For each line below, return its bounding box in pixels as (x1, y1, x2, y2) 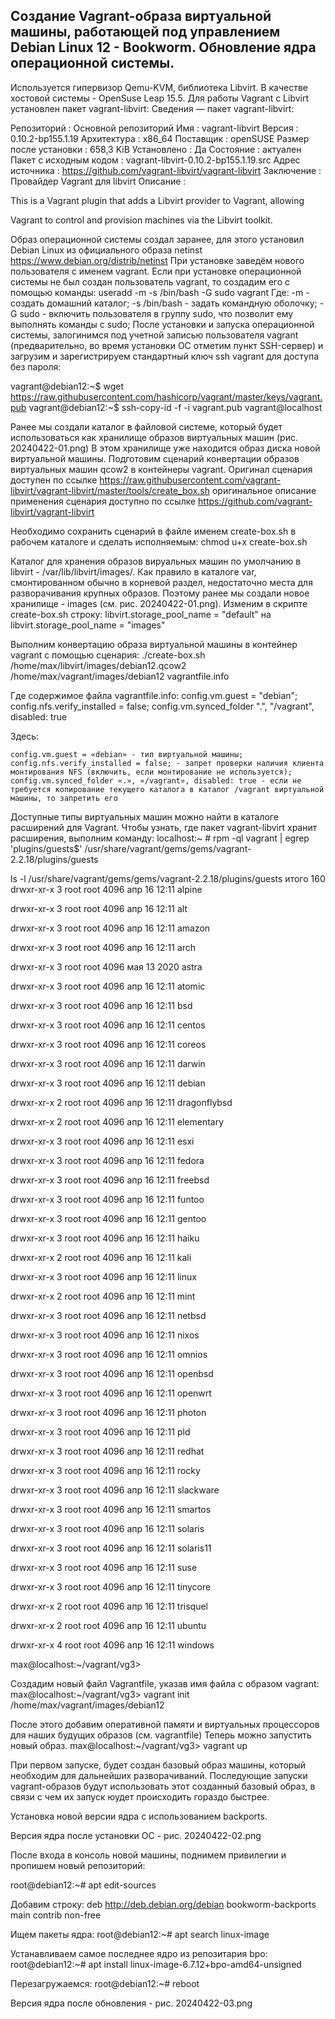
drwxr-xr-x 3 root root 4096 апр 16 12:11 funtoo (10, 1193, 205, 1205)
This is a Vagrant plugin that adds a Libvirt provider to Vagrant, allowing (10, 194, 305, 206)
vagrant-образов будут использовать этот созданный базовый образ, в (10, 1780, 316, 1792)
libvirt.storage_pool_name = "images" (10, 619, 166, 631)
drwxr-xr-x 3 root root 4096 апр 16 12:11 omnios (10, 1348, 208, 1360)
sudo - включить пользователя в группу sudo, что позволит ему (19, 307, 294, 319)
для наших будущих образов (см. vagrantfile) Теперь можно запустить (10, 1729, 312, 1741)
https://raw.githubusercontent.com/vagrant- (99, 474, 282, 486)
